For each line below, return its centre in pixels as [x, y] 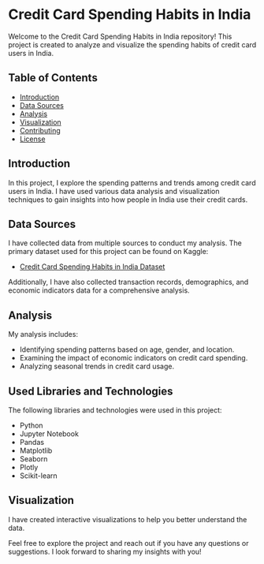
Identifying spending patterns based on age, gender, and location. [127, 349]
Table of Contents [53, 78]
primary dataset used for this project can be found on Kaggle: [108, 252]
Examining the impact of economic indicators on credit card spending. [134, 358]
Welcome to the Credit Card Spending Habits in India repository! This [120, 36]
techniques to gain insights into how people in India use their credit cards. [128, 200]
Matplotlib [36, 450]
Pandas [32, 442]
